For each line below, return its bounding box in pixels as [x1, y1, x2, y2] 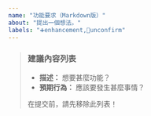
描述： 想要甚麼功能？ [39, 72, 111, 82]
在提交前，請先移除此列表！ [27, 99, 118, 108]
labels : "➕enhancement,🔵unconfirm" [8, 26, 126, 34]
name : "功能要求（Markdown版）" [8, 11, 106, 20]
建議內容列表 [27, 53, 76, 64]
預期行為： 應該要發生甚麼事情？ [39, 82, 145, 92]
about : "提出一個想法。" [8, 19, 81, 27]
